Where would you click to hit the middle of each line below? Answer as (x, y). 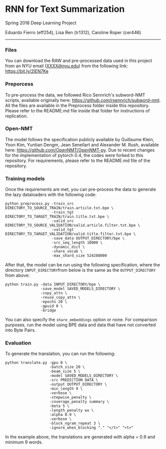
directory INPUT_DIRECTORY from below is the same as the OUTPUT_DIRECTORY (81, 270)
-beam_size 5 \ (65, 372)
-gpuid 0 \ (52, 306)
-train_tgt (63, 212)
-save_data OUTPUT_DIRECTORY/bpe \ (88, 239)
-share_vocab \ (67, 251)
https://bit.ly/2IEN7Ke (27, 71)
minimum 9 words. (24, 442)
